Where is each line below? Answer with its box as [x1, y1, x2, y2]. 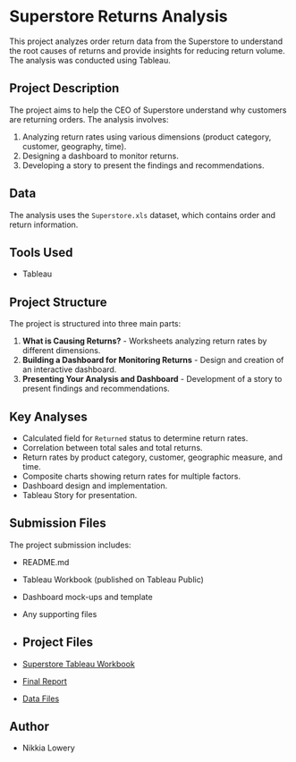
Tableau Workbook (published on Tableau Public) [21, 574, 204, 585]
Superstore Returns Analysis [9, 6, 228, 27]
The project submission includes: [9, 539, 131, 550]
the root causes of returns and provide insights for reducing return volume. [9, 45, 285, 55]
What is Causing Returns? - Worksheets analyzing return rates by [21, 335, 267, 346]
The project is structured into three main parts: [9, 318, 182, 329]
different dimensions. [21, 345, 101, 356]
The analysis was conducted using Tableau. [9, 55, 172, 65]
